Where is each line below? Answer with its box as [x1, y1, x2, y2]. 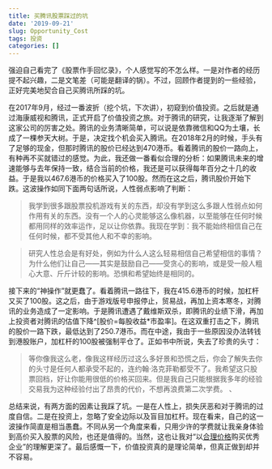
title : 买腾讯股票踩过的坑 [8, 11, 89, 20]
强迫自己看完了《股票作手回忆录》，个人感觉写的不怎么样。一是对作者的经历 [8, 66, 261, 75]
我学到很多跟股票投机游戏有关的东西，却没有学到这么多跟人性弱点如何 [28, 201, 263, 211]
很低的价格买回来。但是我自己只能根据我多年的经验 [91, 374, 263, 384]
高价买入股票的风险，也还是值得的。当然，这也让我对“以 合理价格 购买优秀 [15, 432, 261, 441]
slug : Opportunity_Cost [8, 27, 89, 35]
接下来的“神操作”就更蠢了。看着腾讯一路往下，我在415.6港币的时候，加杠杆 [8, 286, 260, 296]
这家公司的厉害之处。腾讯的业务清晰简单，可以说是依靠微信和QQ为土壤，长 [8, 123, 261, 133]
